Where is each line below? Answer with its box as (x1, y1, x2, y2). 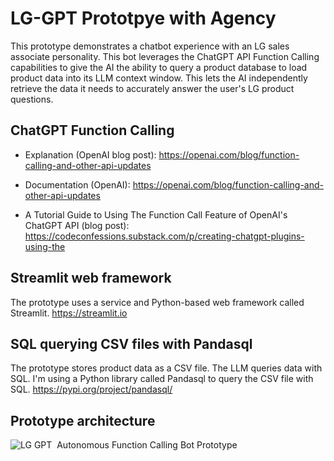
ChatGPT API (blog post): (24, 219, 130, 231)
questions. (10, 93, 54, 105)
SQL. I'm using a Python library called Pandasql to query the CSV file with (10, 373, 314, 385)
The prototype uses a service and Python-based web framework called (10, 296, 305, 308)
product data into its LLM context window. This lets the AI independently (10, 72, 308, 84)
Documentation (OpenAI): (24, 178, 131, 191)
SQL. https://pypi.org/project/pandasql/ (10, 383, 173, 396)
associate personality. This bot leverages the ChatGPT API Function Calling (10, 50, 320, 62)
